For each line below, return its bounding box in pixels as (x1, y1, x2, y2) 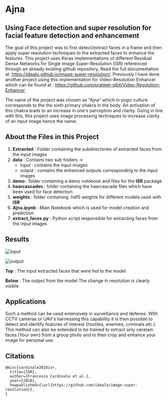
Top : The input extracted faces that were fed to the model (5, 268, 126, 274)
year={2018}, (10, 378, 37, 383)
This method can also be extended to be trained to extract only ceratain (5, 327, 153, 333)
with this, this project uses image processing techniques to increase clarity (5, 113, 160, 119)
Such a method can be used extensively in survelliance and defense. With (5, 311, 158, 317)
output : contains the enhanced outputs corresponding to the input (20, 167, 158, 173)
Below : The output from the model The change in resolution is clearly (5, 277, 150, 284)
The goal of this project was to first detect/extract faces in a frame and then (5, 45, 162, 51)
